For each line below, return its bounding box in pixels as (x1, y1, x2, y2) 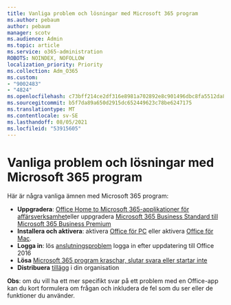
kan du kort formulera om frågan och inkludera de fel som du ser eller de (7, 284, 213, 293)
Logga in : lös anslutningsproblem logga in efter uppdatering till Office (16, 242, 214, 250)
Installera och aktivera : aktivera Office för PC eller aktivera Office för (16, 227, 214, 236)
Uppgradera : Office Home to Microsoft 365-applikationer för (16, 205, 190, 214)
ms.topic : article (7, 42, 60, 49)
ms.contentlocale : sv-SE (7, 112, 78, 119)
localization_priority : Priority (7, 61, 103, 68)
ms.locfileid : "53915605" (7, 125, 81, 132)
